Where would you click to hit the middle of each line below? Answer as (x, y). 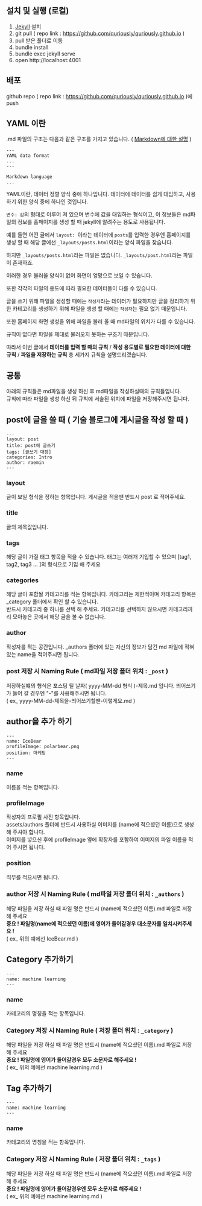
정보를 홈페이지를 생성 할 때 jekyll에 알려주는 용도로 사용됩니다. (91, 222)
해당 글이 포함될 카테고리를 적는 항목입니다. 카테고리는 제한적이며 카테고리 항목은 (101, 594)
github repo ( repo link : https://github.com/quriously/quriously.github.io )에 (99, 96)
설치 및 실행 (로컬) (38, 11)
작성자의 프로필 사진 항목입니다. (43, 817)
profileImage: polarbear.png (43, 746)
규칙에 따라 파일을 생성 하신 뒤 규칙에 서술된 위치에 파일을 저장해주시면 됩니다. (98, 399)
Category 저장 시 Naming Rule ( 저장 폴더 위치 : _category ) (90, 1030)
